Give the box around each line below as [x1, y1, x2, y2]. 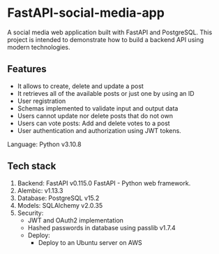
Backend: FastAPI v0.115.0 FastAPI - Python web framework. [17, 178, 191, 187]
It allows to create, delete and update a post [17, 82, 144, 90]
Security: [17, 209, 44, 217]
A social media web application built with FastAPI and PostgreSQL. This [7, 28, 213, 36]
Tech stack [7, 160, 56, 172]
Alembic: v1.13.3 [17, 186, 63, 195]
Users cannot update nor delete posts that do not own [17, 111, 173, 120]
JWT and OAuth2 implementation [27, 216, 124, 225]
